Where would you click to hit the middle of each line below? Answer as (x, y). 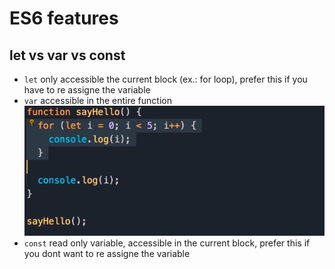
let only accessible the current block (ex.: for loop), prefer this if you (165, 79)
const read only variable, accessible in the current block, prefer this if (167, 243)
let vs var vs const (67, 55)
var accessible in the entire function (97, 100)
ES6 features (64, 18)
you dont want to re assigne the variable (107, 253)
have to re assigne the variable (87, 90)
